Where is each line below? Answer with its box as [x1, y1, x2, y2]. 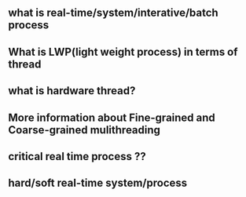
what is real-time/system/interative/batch [8, 6, 218, 20]
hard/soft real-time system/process [8, 177, 188, 190]
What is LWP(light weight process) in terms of [8, 45, 238, 58]
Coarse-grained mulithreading [8, 123, 161, 137]
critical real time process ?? [8, 149, 147, 163]
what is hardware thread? [8, 84, 136, 97]
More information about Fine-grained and [8, 111, 216, 124]
